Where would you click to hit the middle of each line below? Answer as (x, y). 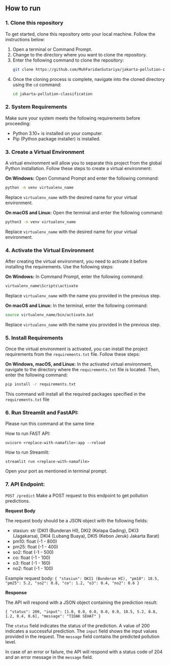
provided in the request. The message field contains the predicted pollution (82, 636)
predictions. (18, 501)
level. (11, 642)
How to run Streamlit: (27, 452)
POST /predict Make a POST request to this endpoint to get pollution (77, 495)
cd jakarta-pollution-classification (53, 94)
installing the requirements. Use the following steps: (60, 267)
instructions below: (25, 39)
